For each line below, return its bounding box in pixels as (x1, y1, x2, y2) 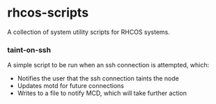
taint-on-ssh (7, 45, 51, 55)
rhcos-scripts (7, 5, 89, 21)
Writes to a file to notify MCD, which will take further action (17, 89, 187, 98)
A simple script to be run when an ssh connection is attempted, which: (7, 61, 210, 69)
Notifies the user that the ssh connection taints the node (17, 74, 179, 83)
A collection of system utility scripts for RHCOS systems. (7, 28, 171, 36)
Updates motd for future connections (17, 82, 124, 90)
